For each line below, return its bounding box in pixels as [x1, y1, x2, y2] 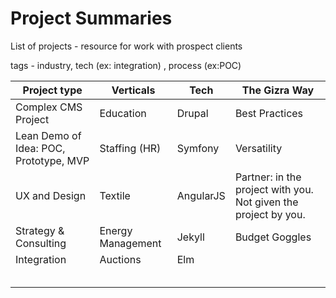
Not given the [234, 195, 299, 209]
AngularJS [176, 188, 226, 202]
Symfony [176, 141, 220, 155]
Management [99, 236, 162, 250]
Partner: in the [234, 170, 302, 184]
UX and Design [15, 188, 87, 202]
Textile [99, 188, 131, 202]
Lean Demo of [15, 128, 82, 142]
